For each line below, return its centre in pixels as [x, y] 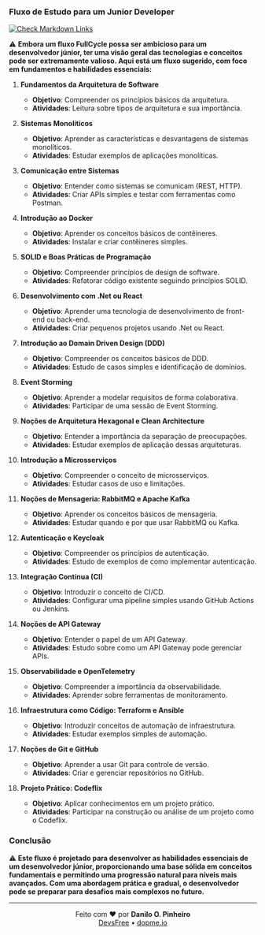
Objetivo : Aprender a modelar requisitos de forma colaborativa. [135, 397]
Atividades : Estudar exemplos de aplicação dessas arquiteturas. [137, 445]
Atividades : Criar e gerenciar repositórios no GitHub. [118, 773]
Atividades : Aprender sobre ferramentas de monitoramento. [130, 695]
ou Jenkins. [51, 609]
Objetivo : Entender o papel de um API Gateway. [109, 639]
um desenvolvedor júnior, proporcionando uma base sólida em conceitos [131, 866]
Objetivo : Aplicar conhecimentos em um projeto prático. [123, 803]
